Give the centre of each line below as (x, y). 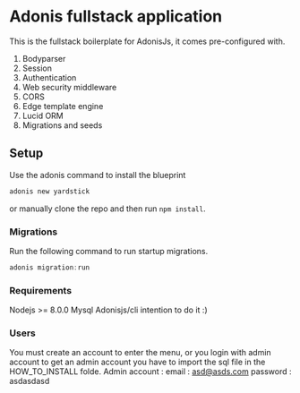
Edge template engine (63, 106)
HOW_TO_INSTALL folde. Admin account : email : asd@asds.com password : (150, 372)
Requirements (41, 290)
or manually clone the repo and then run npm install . (107, 209)
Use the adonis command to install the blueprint (98, 175)
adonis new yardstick (50, 191)
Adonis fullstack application (116, 17)
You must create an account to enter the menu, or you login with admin (140, 353)
